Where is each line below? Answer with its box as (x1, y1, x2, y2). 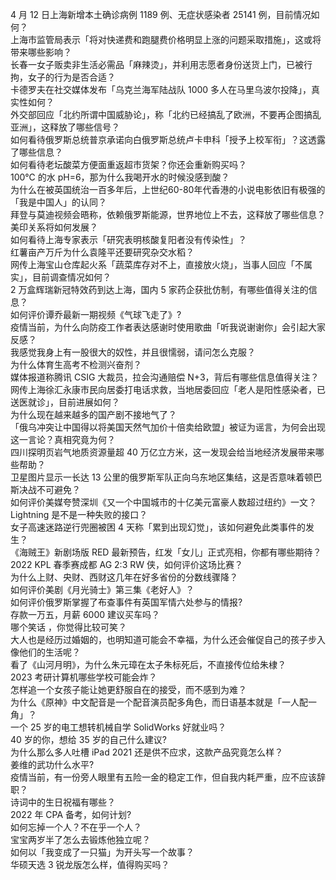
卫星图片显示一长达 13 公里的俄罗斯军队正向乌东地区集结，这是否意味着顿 (10, 471, 314, 483)
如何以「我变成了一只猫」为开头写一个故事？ (10, 846, 195, 858)
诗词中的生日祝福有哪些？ (10, 796, 116, 808)
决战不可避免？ (18, 484, 81, 495)
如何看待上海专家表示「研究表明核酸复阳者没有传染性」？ (10, 234, 247, 245)
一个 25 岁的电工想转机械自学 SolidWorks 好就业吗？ (10, 721, 227, 733)
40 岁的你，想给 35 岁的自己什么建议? (10, 734, 167, 745)
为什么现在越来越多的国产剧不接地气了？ (10, 409, 177, 420)
